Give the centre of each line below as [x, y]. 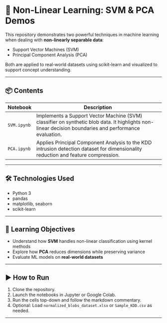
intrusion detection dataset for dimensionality [89, 149]
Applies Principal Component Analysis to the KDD [94, 143]
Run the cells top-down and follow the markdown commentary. [77, 300]
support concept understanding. [38, 70]
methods [21, 247]
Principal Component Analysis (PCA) [50, 55]
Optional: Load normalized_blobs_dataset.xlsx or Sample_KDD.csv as [82, 306]
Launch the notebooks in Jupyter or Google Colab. [64, 295]
